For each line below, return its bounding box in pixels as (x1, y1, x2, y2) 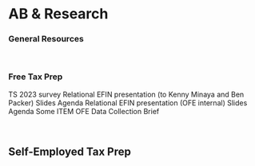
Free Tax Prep (8, 71, 63, 82)
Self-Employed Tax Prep (8, 145, 132, 159)
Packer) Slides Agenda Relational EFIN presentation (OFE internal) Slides (8, 97, 248, 108)
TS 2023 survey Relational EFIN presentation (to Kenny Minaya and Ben (8, 89, 245, 99)
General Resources (8, 34, 84, 45)
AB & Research (8, 5, 109, 23)
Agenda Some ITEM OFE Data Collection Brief (8, 106, 160, 116)
